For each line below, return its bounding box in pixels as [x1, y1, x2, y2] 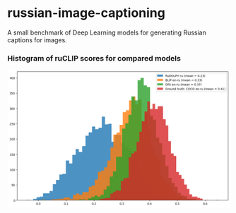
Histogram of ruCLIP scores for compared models [7, 53, 182, 63]
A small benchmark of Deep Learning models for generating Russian [7, 28, 206, 37]
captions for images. [7, 35, 67, 44]
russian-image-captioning [7, 5, 166, 21]
